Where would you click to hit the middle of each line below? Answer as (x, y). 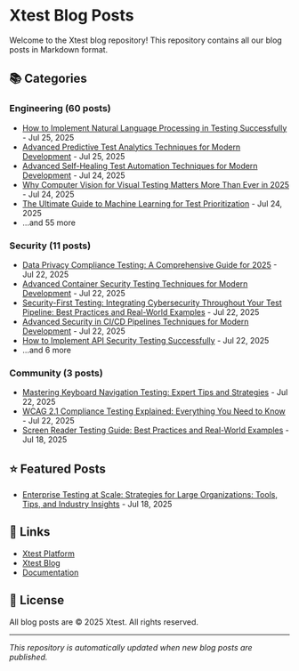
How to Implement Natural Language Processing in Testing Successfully (154, 128)
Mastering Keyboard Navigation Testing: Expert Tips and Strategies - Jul (155, 392)
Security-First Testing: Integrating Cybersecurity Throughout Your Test (152, 303)
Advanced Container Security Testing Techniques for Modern (135, 283)
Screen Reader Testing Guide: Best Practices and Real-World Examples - (155, 430)
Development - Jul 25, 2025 (73, 156)
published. (28, 657)
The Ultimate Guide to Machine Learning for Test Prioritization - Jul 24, (152, 203)
